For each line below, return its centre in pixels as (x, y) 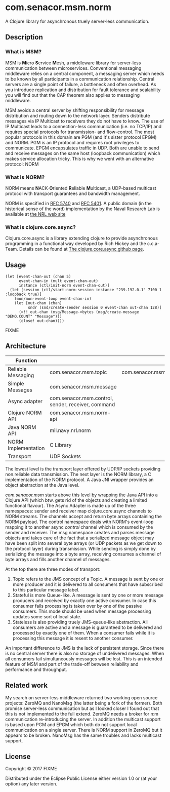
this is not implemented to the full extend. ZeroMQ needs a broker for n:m (82, 714)
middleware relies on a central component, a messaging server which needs (85, 73)
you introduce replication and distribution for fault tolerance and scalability (83, 90)
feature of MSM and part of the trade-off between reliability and (72, 664)
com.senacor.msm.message (83, 386)
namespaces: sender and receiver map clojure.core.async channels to (78, 511)
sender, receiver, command (82, 404)
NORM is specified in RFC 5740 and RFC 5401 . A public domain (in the (78, 203)
